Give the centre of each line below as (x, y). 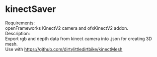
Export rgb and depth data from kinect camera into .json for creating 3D (79, 39)
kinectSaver (31, 9)
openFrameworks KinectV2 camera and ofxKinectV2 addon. (67, 28)
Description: (18, 33)
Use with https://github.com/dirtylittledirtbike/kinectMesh (64, 49)
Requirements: (20, 23)
